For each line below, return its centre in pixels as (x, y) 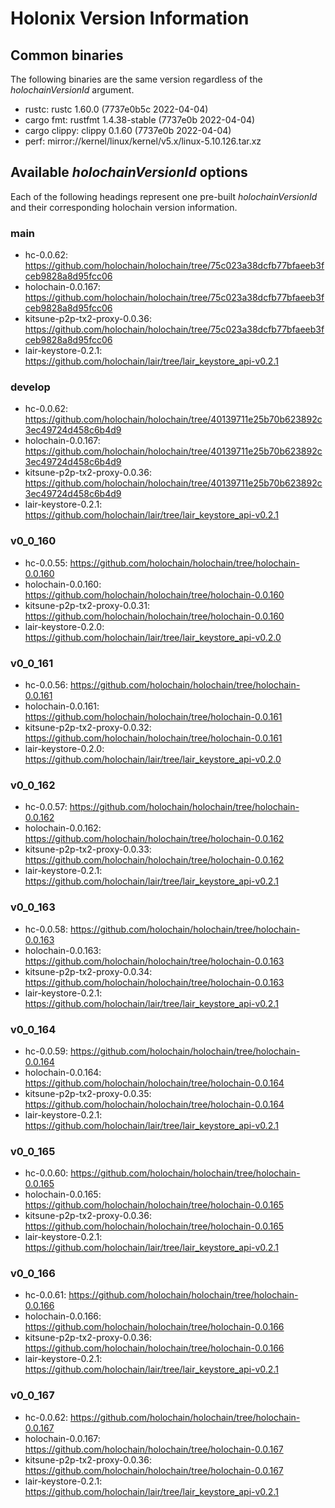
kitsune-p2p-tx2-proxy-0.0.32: (88, 727)
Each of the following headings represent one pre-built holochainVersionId (164, 196)
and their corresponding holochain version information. (124, 207)
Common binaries (67, 55)
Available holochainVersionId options (129, 172)
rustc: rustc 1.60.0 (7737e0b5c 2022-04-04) (116, 109)
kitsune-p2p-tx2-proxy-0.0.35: (88, 1093)
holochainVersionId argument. (72, 90)
